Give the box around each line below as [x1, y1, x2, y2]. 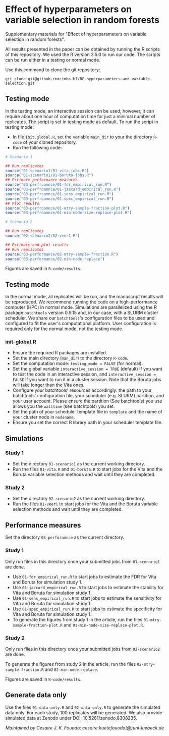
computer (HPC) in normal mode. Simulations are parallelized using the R [5, 304, 157, 310]
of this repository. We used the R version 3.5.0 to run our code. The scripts [5, 51, 160, 58]
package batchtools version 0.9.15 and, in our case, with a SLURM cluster [5, 309, 159, 316]
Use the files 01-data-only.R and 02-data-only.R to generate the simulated [5, 704, 160, 710]
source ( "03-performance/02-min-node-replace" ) [5, 256, 105, 261]
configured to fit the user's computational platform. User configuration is [5, 321, 156, 327]
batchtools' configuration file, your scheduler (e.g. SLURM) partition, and [12, 393, 164, 399]
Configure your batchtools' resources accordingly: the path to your [12, 387, 152, 393]
